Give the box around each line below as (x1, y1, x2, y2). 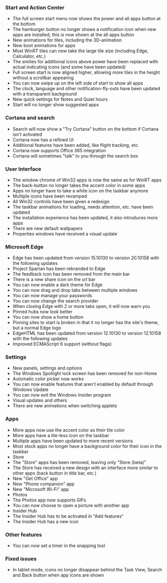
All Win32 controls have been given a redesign (12, 198, 110, 204)
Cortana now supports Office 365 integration (12, 147, 106, 153)
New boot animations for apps (12, 43, 76, 49)
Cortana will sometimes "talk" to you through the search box (12, 152, 138, 159)
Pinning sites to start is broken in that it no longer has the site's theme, (12, 320, 159, 326)
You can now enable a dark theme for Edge (12, 282, 103, 288)
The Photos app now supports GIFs (12, 497, 87, 503)
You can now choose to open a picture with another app (12, 502, 130, 508)
